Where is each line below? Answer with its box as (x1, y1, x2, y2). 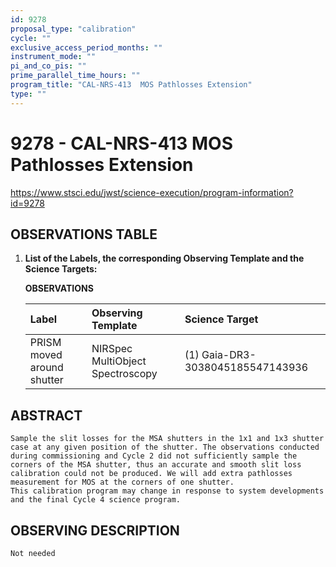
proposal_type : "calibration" (10, 24, 137, 34)
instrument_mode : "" (10, 52, 97, 62)
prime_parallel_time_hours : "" (10, 71, 141, 81)
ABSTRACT (10, 407, 83, 424)
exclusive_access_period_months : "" (10, 42, 163, 53)
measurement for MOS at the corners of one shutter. (10, 477, 235, 488)
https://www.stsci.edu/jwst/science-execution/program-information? (10, 186, 294, 198)
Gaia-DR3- (201, 348, 257, 362)
